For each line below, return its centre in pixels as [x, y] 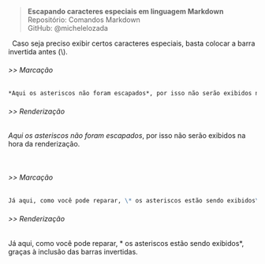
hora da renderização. [44, 144]
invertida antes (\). [38, 52]
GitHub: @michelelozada [68, 28]
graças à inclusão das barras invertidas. [73, 251]
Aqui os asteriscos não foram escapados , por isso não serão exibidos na [127, 136]
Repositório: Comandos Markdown [84, 20]
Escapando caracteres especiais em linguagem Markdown [125, 11]
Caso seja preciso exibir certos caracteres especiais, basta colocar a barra [133, 43]
